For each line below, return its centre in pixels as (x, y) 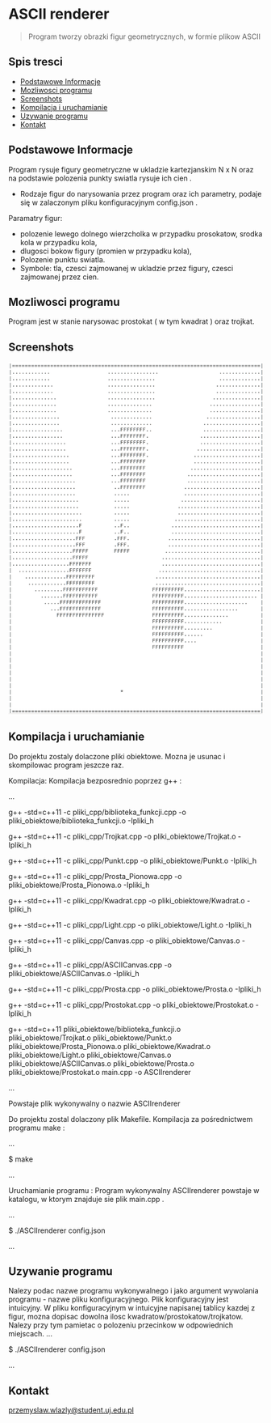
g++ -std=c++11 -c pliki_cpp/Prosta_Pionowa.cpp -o (95, 876)
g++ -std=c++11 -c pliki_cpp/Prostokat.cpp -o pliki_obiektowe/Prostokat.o (131, 1005)
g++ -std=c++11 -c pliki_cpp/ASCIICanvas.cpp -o (90, 965)
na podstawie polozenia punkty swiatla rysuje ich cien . (100, 178)
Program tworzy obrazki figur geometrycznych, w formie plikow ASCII (144, 36)
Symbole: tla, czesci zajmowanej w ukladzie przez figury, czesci (127, 268)
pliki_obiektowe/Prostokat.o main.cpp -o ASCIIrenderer (100, 1072)
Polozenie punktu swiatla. (63, 259)
